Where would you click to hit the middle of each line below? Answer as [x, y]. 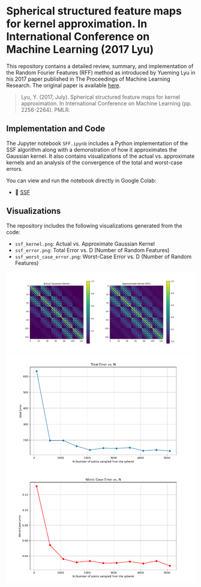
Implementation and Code [56, 129]
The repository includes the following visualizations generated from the [94, 225]
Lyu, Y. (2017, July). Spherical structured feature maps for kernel [100, 97]
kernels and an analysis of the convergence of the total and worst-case [94, 162]
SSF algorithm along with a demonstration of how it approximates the [91, 149]
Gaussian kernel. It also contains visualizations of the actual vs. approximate [100, 156]
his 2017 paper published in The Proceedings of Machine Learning [88, 79]
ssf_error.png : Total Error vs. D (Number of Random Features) [92, 250]
